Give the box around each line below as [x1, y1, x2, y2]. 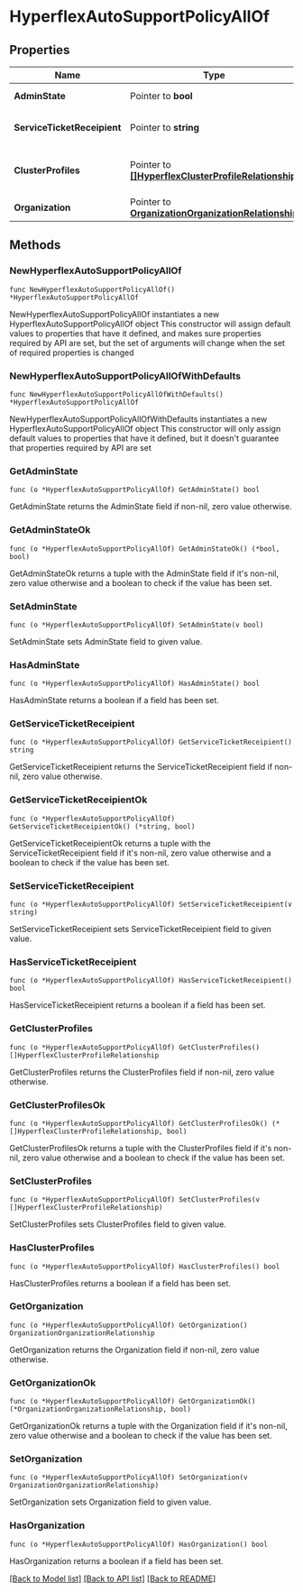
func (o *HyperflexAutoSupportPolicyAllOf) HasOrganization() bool [9, 1540, 269, 1549]
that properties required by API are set [9, 442, 151, 453]
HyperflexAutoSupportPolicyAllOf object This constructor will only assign [9, 423, 281, 434]
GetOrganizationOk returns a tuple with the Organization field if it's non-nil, [9, 1421, 289, 1432]
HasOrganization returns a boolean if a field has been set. [9, 1555, 224, 1566]
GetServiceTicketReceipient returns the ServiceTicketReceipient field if [9, 762, 273, 773]
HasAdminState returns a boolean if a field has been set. [9, 695, 219, 706]
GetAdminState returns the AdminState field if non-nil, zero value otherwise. [9, 501, 292, 512]
